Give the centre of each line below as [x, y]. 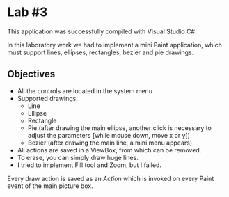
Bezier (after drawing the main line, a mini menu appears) [110, 143]
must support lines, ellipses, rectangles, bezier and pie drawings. [101, 52]
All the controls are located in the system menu [85, 90]
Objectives [31, 74]
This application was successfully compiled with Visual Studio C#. [102, 31]
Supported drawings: [48, 98]
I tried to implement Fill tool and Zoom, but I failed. [89, 165]
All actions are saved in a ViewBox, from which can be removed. [109, 150]
